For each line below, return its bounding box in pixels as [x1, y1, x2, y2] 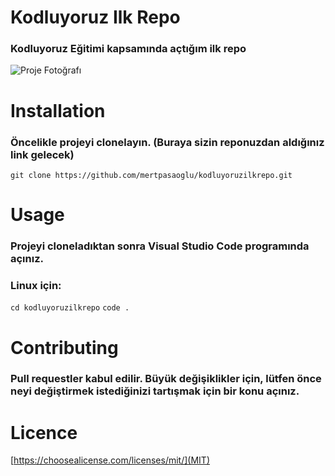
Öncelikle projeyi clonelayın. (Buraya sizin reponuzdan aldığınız [10, 135, 325, 149]
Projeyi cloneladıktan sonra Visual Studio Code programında [10, 239, 310, 253]
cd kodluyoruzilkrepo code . [10, 303, 130, 313]
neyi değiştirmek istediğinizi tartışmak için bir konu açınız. [10, 384, 300, 398]
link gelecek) [10, 147, 75, 161]
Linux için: [10, 279, 62, 292]
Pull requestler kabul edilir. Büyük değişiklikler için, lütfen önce [10, 372, 322, 386]
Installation [10, 99, 106, 122]
